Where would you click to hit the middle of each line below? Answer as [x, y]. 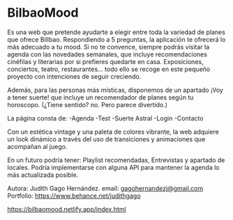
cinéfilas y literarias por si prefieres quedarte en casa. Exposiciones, [105, 61]
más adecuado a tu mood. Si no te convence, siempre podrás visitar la [108, 47]
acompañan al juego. [37, 146]
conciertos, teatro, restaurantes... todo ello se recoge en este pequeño [109, 69]
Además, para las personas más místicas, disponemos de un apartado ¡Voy [115, 90]
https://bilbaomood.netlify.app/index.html [67, 209]
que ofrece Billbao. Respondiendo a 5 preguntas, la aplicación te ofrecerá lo [116, 39]
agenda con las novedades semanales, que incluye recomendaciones [107, 54]
